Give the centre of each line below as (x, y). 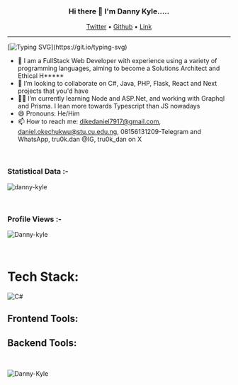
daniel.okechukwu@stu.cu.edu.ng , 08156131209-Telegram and (109, 132)
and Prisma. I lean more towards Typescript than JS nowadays (109, 106)
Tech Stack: (43, 277)
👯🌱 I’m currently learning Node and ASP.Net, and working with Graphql (121, 99)
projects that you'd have (53, 91)
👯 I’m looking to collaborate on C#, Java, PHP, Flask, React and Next (117, 84)
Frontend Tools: (43, 319)
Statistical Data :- (38, 172)
